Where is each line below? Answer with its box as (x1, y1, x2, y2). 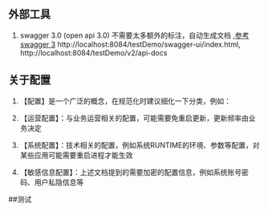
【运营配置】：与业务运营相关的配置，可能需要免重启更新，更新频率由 (19, 113, 249, 123)
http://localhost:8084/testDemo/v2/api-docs (19, 47, 168, 58)
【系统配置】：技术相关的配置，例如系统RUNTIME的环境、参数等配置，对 (19, 140, 260, 150)
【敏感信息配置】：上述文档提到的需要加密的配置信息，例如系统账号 (19, 167, 242, 177)
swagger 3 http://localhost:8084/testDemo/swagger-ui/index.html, (19, 39, 241, 49)
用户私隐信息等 (34, 177, 84, 187)
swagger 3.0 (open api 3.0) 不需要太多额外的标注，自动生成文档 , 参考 (19, 30, 250, 40)
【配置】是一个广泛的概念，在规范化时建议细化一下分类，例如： (19, 95, 231, 106)
